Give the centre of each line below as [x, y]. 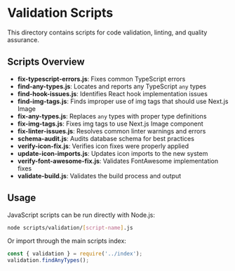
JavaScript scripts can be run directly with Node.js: [81, 215]
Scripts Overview [46, 62]
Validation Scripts [60, 13]
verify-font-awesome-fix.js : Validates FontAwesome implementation [118, 161]
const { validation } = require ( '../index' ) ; [75, 254]
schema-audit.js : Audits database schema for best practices [106, 138]
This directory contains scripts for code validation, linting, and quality [107, 32]
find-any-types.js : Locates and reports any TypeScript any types [112, 86]
